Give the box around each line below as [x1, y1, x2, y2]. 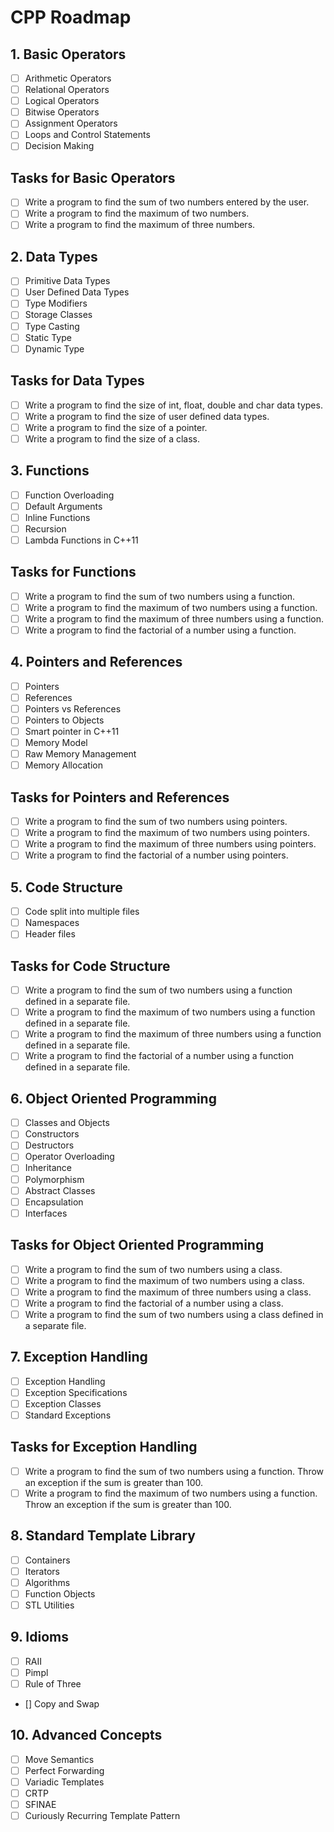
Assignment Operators [24, 117, 118, 130]
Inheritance [24, 1162, 72, 1174]
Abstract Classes [24, 1184, 96, 1196]
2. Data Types [10, 248, 98, 265]
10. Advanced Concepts [10, 1727, 163, 1744]
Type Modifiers [24, 297, 88, 310]
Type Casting [24, 320, 80, 332]
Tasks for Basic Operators [10, 169, 176, 186]
